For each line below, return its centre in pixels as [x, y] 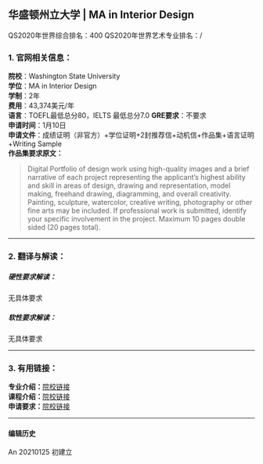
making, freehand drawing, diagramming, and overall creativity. [129, 194]
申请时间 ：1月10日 [37, 126]
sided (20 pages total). [64, 228]
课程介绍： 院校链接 [39, 396]
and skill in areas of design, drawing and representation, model [129, 186]
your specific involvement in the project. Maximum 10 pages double [136, 219]
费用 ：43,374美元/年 [41, 106]
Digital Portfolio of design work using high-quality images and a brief [138, 169]
